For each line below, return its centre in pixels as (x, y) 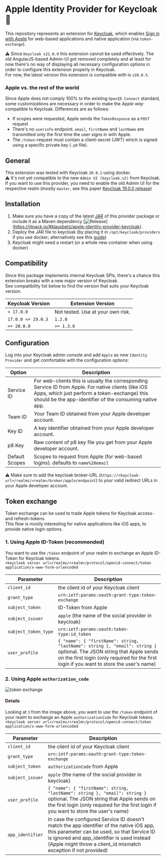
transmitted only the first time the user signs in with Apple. (72, 135)
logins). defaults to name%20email (71, 463)
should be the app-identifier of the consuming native (95, 399)
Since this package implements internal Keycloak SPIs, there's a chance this (83, 275)
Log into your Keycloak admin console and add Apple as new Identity (76, 355)
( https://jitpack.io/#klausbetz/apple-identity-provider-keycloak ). (77, 227)
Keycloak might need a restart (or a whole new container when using (82, 242)
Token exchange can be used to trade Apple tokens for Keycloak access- (80, 513)
